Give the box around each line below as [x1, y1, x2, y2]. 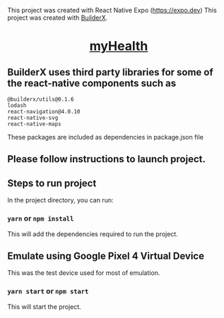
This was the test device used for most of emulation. [7, 269, 160, 277]
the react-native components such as [7, 77, 177, 89]
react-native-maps [7, 121, 61, 128]
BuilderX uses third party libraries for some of [7, 66, 213, 78]
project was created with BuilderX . [7, 13, 108, 22]
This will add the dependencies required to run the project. [7, 229, 178, 238]
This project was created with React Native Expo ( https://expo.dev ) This [7, 6, 217, 14]
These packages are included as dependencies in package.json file [7, 133, 204, 141]
